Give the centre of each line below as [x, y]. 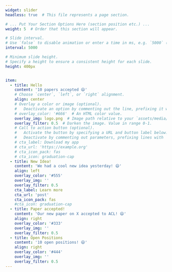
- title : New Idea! [31, 161]
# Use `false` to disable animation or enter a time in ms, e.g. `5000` [84, 43]
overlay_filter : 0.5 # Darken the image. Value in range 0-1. [83, 123]
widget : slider [21, 10]
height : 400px [20, 66]
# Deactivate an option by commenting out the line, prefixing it [89, 109]
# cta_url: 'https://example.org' [51, 147]
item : [11, 80]
